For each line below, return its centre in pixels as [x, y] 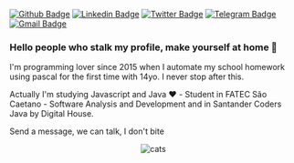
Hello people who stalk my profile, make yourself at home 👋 [143, 47]
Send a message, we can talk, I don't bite [87, 131]
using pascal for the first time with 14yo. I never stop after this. [127, 76]
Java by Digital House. [52, 114]
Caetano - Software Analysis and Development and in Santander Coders [146, 104]
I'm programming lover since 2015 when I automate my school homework [147, 67]
